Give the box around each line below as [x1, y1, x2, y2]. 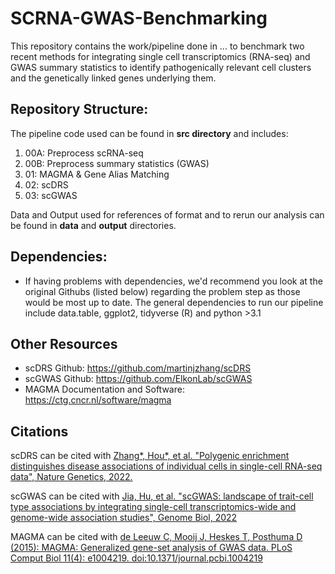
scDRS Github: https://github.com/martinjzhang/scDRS [24, 362, 252, 374]
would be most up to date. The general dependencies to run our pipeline [24, 296, 324, 308]
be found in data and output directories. [10, 219, 177, 231]
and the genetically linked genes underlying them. [10, 72, 217, 84]
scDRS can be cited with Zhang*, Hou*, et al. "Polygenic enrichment [10, 450, 290, 462]
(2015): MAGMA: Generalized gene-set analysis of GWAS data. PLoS [10, 542, 293, 554]
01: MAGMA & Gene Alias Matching [24, 168, 170, 180]
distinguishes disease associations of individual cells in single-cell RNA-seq [10, 460, 323, 472]
